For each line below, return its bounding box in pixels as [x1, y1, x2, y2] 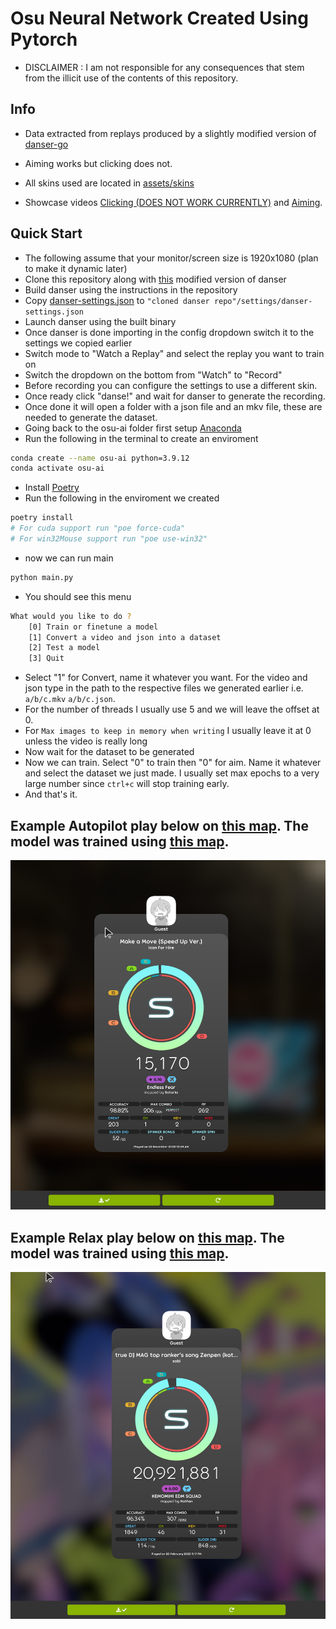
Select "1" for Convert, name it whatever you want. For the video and [24, 672, 308, 684]
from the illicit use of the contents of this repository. [24, 72, 239, 84]
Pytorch [10, 28, 78, 51]
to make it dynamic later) [24, 262, 128, 274]
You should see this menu [24, 590, 132, 602]
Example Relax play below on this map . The [10, 1229, 285, 1246]
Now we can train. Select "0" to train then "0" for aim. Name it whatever [24, 757, 322, 769]
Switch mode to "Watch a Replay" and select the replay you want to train [24, 347, 325, 359]
